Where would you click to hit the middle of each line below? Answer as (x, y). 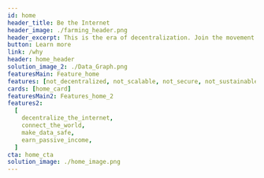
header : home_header (41, 60)
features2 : (25, 103)
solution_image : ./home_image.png (64, 162)
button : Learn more (39, 45)
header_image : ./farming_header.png (67, 30)
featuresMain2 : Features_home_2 (60, 96)
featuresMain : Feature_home (54, 74)
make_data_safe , (48, 132)
